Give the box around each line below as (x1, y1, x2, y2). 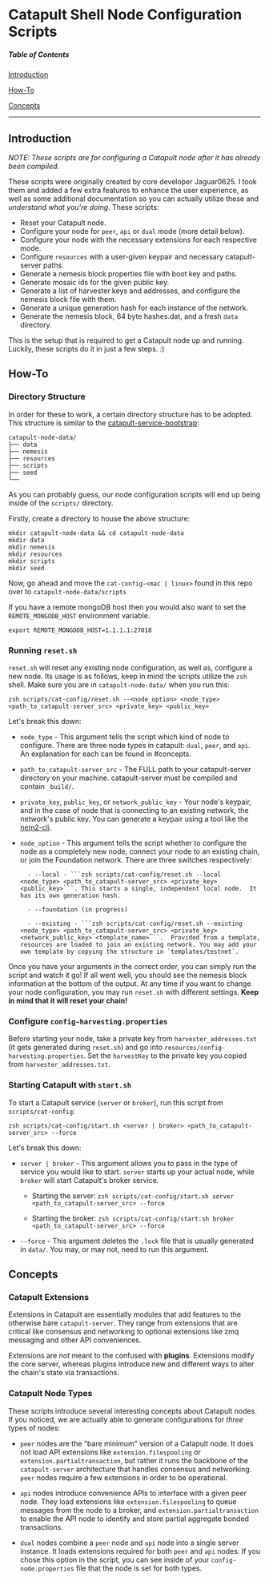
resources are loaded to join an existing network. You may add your (19, 940, 258, 948)
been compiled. (8, 161, 60, 171)
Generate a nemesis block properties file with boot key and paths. (19, 268, 238, 278)
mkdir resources (8, 550, 62, 558)
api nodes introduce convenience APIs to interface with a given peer (19, 1488, 247, 1498)
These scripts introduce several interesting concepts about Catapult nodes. (8, 1406, 258, 1415)
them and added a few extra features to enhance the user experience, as (8, 185, 249, 195)
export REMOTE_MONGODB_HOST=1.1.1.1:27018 (8, 626, 152, 634)
